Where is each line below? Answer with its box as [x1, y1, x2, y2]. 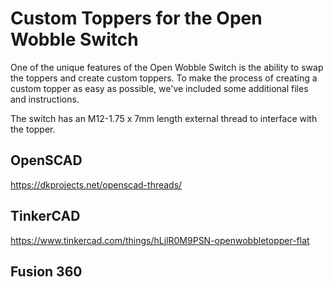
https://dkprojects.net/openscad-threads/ [10, 178, 183, 191]
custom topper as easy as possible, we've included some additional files [10, 82, 309, 94]
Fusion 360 [10, 263, 83, 280]
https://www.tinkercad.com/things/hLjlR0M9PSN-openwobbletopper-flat [10, 234, 310, 246]
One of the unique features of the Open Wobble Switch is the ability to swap [10, 61, 324, 73]
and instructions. [10, 93, 80, 105]
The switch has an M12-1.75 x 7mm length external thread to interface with [10, 112, 318, 124]
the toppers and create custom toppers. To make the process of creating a [10, 72, 318, 84]
